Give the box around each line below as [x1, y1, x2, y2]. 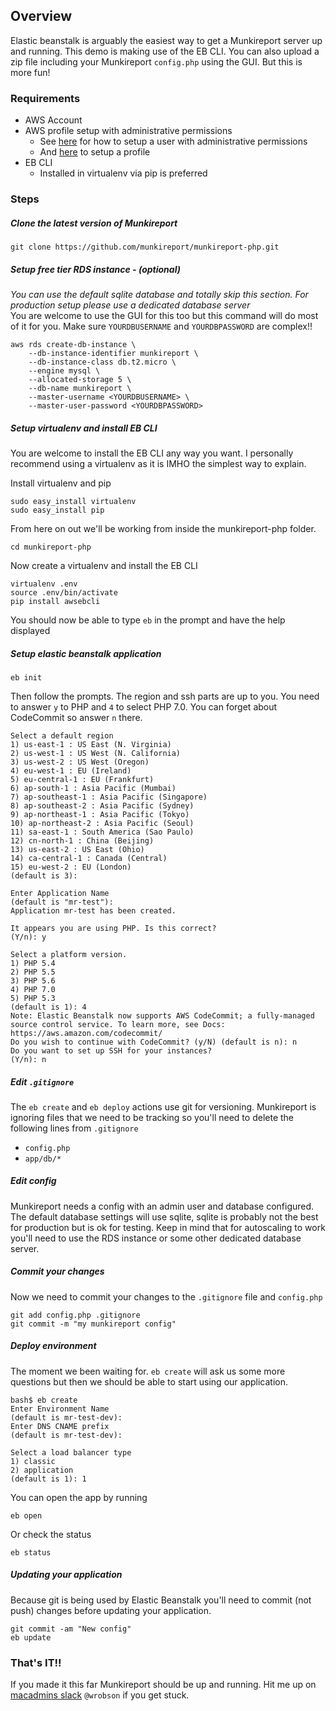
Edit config [10, 1175, 57, 1187]
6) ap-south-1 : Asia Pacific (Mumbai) [10, 783, 177, 793]
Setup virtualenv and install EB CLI [10, 422, 158, 434]
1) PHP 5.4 [10, 958, 56, 968]
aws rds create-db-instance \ [10, 339, 137, 349]
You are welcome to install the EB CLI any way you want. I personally [10, 447, 294, 459]
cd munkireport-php [10, 542, 92, 552]
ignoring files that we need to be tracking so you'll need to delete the [10, 1111, 294, 1123]
